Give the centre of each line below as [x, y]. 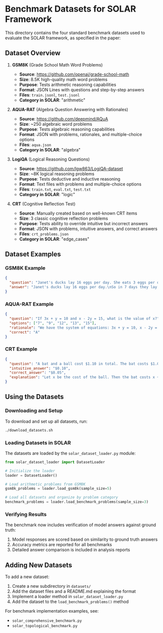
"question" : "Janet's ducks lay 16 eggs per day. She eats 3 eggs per [82, 283]
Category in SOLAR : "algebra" [50, 150]
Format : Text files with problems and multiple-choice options [80, 184]
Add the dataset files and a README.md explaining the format [74, 591]
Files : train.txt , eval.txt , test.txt [55, 189]
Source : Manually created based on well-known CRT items [78, 213]
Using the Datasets [34, 397]
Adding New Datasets [39, 565]
